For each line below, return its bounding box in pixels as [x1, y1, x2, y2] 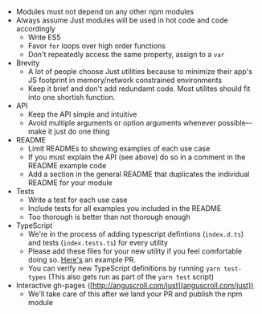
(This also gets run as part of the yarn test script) [47, 272, 215, 281]
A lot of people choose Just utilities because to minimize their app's [27, 67, 253, 76]
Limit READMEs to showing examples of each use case [27, 144, 211, 153]
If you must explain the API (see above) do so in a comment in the [27, 152, 246, 162]
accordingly [15, 24, 56, 33]
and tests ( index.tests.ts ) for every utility [27, 238, 169, 247]
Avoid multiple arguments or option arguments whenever [27, 118, 217, 127]
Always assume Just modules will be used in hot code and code [15, 15, 229, 25]
